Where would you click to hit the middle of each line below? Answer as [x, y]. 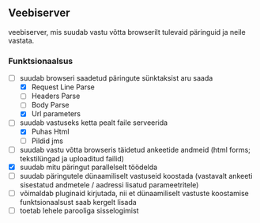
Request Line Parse [63, 87]
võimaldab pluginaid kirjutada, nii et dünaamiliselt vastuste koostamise [134, 193]
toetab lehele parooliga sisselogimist [79, 210]
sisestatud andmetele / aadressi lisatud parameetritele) [109, 184]
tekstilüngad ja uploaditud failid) [72, 158]
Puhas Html [50, 132]
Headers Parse [56, 96]
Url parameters [56, 114]
